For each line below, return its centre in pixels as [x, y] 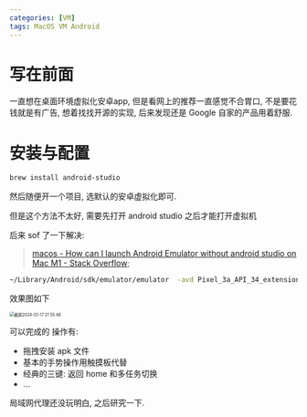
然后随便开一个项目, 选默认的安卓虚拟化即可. [93, 196]
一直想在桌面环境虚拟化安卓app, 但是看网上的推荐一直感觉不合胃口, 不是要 [149, 101]
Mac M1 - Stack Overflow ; [81, 263]
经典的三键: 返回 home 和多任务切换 [90, 374]
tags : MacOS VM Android [55, 26]
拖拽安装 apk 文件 [56, 351]
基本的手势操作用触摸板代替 [75, 362]
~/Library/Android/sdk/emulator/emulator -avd [102, 280]
